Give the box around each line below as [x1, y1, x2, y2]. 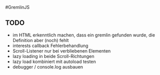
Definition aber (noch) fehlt [12, 37, 69, 43]
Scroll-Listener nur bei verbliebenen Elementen [12, 47, 111, 54]
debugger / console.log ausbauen [12, 63, 83, 69]
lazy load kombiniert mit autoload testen [12, 58, 96, 64]
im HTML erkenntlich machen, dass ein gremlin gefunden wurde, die [12, 32, 155, 38]
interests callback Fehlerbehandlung [12, 42, 88, 48]
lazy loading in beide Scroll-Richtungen [12, 53, 94, 59]
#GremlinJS [5, 4, 30, 10]
